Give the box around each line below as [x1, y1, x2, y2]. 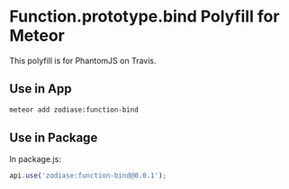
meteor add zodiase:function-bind [9, 105, 140, 114]
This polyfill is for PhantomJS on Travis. [9, 55, 157, 66]
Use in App [9, 81, 72, 96]
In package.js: [9, 154, 61, 165]
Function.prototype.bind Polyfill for [9, 6, 280, 27]
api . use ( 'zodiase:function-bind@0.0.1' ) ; [9, 171, 167, 181]
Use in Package [9, 130, 98, 146]
